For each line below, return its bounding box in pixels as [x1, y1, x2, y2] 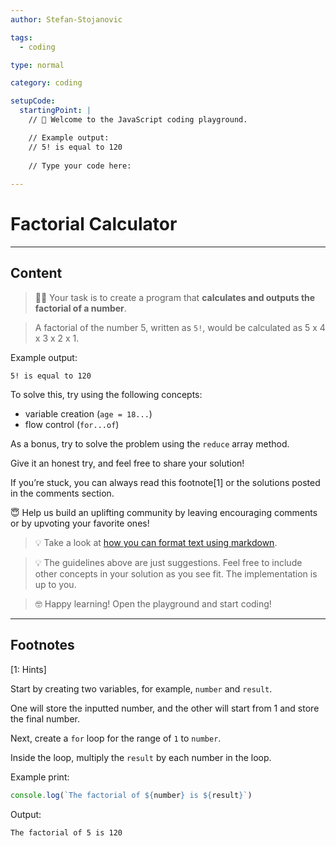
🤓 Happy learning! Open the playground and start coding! [34, 597, 272, 610]
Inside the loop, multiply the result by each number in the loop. [10, 751, 272, 763]
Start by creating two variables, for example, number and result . [10, 682, 273, 695]
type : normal [10, 60, 65, 70]
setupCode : [10, 96, 56, 106]
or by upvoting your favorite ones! [10, 517, 150, 529]
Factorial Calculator [10, 213, 178, 236]
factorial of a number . [34, 302, 127, 314]
